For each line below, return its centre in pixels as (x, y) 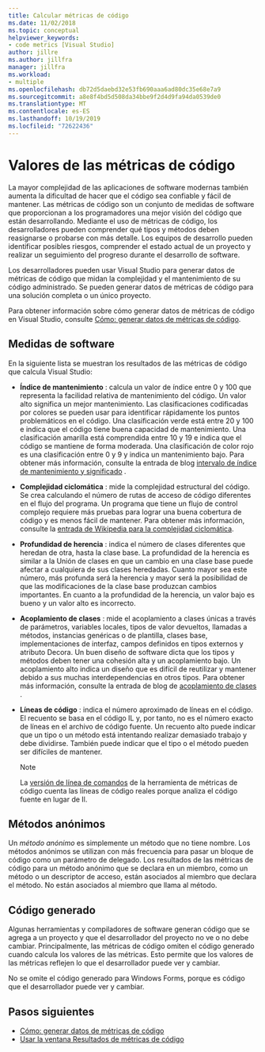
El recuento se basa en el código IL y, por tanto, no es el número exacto (136, 717)
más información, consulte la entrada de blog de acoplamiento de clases (138, 686)
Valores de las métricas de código (122, 165)
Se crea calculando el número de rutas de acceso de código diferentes (135, 495)
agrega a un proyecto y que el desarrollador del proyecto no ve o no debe (129, 938)
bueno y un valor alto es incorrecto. (78, 603)
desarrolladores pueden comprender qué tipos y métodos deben (114, 229)
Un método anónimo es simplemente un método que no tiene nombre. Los (129, 843)
